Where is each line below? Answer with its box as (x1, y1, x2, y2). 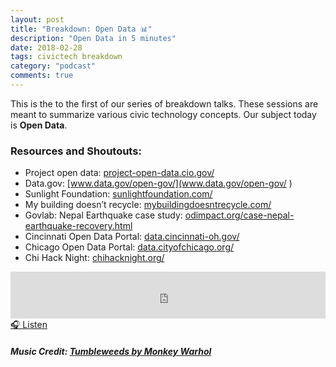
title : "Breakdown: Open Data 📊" (10, 24, 153, 34)
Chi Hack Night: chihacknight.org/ (24, 252, 165, 264)
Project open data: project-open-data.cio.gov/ (24, 167, 215, 179)
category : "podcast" (10, 61, 97, 71)
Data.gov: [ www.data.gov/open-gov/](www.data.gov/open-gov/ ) (24, 177, 293, 190)
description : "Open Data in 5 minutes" (10, 33, 177, 43)
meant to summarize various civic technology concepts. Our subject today (10, 108, 317, 120)
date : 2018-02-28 (10, 42, 83, 53)
